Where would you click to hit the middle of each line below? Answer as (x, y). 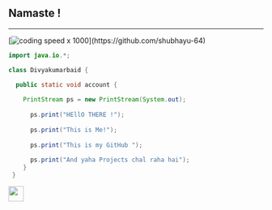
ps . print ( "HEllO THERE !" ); (77, 115)
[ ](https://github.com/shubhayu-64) (107, 41)
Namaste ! (35, 13)
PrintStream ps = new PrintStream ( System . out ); (104, 100)
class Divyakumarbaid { (49, 70)
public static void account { (66, 84)
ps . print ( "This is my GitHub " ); (86, 145)
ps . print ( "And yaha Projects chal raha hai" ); (110, 160)
